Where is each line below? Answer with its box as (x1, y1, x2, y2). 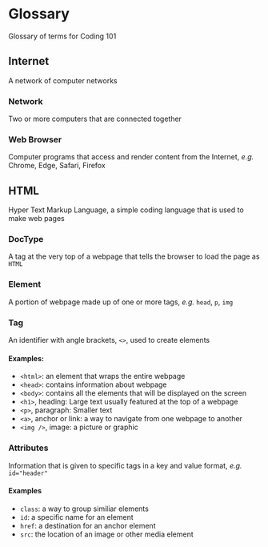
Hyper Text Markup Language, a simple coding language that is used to (8, 205, 244, 215)
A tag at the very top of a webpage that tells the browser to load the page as (8, 251, 260, 261)
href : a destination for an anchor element (19, 521, 156, 530)
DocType (8, 234, 44, 245)
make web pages (8, 214, 66, 223)
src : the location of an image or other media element (19, 529, 194, 539)
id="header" (8, 469, 48, 477)
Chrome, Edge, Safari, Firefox (8, 161, 106, 171)
